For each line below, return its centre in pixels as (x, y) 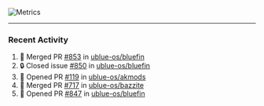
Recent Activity (38, 39)
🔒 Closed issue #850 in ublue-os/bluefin (85, 66)
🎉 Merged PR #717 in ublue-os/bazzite (81, 86)
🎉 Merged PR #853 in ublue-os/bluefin (82, 57)
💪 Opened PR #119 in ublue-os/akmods (82, 77)
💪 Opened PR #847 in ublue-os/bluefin (82, 93)
